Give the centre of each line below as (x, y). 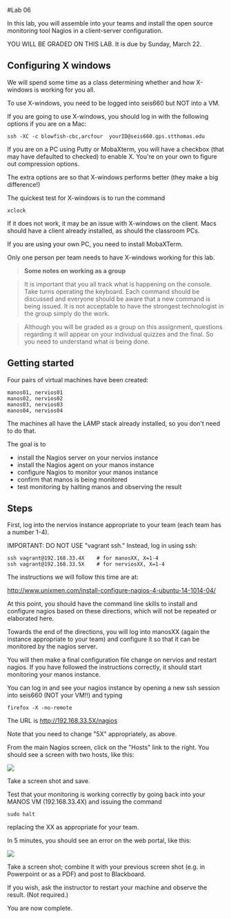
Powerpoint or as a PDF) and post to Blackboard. (77, 874)
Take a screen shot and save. (49, 781)
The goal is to (27, 444)
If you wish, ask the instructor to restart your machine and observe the (107, 888)
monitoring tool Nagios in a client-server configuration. (85, 31)
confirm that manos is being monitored (72, 480)
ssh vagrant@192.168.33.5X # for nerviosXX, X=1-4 (86, 564)
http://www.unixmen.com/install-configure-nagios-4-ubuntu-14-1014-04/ (111, 591)
